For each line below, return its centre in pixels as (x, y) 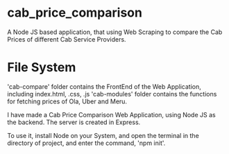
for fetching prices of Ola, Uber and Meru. (67, 101)
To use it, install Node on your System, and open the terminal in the (103, 135)
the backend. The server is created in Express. (74, 122)
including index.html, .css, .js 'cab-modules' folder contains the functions (112, 94)
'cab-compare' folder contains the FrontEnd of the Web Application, (104, 86)
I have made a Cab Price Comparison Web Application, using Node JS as (112, 114)
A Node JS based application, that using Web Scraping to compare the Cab (115, 32)
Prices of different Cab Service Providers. (67, 39)
